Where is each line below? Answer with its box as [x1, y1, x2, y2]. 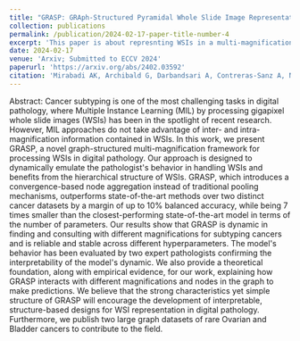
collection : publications [9, 21, 105, 30]
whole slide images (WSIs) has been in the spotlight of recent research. [9, 114, 272, 125]
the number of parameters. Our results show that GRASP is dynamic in [9, 219, 269, 229]
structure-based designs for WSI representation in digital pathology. [9, 304, 260, 315]
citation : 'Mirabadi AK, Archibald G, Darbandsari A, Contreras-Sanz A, [9, 71, 286, 80]
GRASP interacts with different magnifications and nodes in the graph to [9, 276, 274, 287]
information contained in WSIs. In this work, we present [61, 133, 265, 144]
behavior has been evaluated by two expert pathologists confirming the [9, 247, 272, 258]
